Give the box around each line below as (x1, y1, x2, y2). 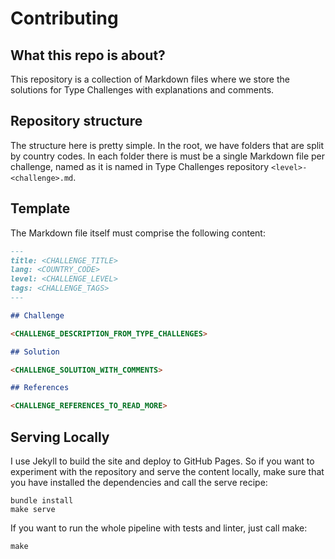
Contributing (10, 7, 119, 30)
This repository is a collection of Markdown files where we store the (10, 73, 290, 85)
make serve (10, 504, 56, 514)
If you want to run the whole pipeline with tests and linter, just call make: (10, 522, 308, 534)
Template (10, 200, 71, 217)
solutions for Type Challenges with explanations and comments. (10, 84, 275, 96)
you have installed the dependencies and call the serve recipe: (10, 476, 268, 488)
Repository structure (10, 113, 143, 130)
